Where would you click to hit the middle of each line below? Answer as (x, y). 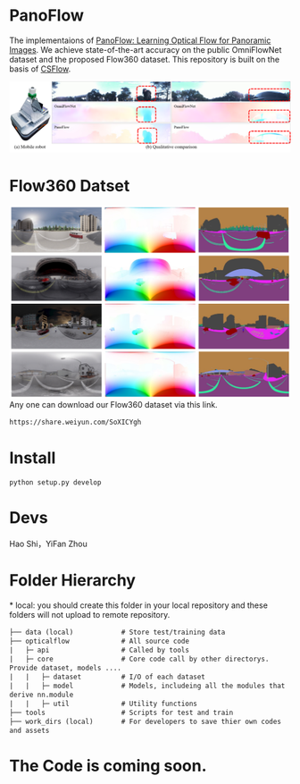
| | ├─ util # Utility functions (104, 704)
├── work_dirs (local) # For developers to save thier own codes (145, 722)
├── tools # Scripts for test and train (121, 713)
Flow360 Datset (70, 185)
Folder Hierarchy (73, 581)
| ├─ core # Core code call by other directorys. (139, 659)
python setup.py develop (55, 483)
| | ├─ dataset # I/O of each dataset (107, 677)
